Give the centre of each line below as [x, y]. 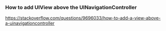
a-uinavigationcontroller [30, 23]
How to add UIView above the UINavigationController [71, 7]
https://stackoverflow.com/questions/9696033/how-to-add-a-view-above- [83, 18]
